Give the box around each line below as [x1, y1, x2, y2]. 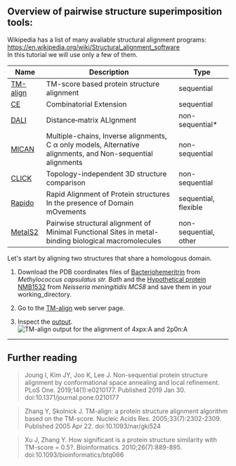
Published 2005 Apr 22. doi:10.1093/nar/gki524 [24, 422, 162, 430]
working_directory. [17, 290, 72, 298]
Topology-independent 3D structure [46, 168, 167, 178]
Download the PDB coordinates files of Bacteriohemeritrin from [17, 267, 200, 276]
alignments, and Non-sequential [46, 148, 153, 158]
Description [88, 67, 129, 77]
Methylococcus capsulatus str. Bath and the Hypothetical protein [17, 275, 206, 283]
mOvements [46, 207, 86, 216]
